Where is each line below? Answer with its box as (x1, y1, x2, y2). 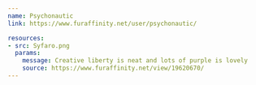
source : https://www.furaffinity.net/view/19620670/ (22, 64, 205, 73)
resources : (7, 34, 45, 42)
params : (15, 49, 41, 57)
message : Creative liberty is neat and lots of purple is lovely (22, 57, 249, 65)
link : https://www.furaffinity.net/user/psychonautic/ (7, 19, 197, 28)
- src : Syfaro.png (7, 41, 70, 49)
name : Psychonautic (7, 11, 74, 20)
